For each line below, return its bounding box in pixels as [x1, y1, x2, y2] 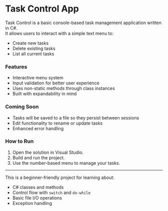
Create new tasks [12, 40, 49, 46]
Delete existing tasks [12, 45, 56, 51]
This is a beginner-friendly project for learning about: [5, 174, 115, 180]
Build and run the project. [12, 154, 65, 161]
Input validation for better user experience [12, 80, 99, 86]
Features [5, 63, 27, 70]
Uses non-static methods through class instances [12, 85, 115, 91]
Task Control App [5, 3, 79, 15]
